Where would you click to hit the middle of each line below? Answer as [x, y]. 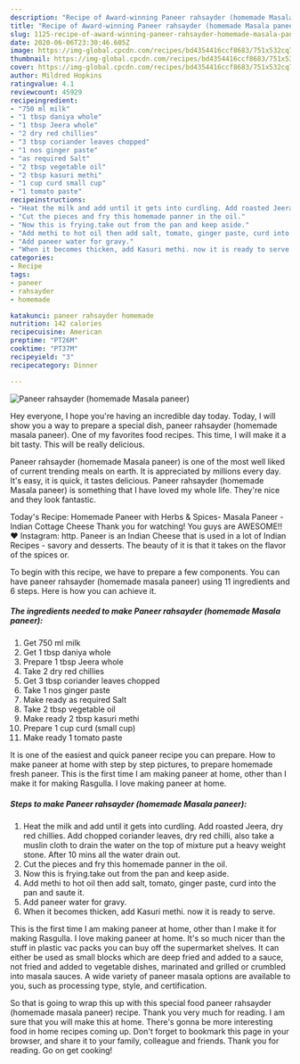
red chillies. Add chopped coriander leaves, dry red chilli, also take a [149, 836]
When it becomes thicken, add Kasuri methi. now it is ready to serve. [149, 911]
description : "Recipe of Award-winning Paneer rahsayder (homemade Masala [152, 17]
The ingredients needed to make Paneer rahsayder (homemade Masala [146, 611]
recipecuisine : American [56, 332]
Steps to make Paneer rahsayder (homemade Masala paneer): [129, 804]
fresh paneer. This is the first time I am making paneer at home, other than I [149, 774]
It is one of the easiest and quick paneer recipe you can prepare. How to [143, 755]
